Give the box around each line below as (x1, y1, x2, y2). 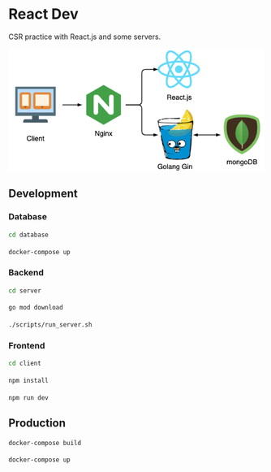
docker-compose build (8, 439, 82, 447)
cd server (8, 286, 42, 295)
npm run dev (8, 393, 49, 402)
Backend (8, 267, 45, 279)
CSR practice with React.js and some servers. (8, 32, 161, 41)
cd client (8, 359, 42, 368)
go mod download (8, 304, 63, 312)
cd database (8, 231, 49, 239)
